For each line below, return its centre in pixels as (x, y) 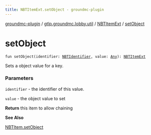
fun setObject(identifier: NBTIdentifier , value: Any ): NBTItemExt (75, 56)
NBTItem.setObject (24, 127)
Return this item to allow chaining (39, 108)
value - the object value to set (35, 98)
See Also (14, 117)
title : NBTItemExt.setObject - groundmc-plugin (55, 10)
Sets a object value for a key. (34, 66)
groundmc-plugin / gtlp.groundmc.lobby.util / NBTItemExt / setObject (75, 24)
